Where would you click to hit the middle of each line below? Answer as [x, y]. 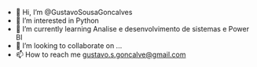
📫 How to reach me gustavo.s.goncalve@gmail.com [101, 54]
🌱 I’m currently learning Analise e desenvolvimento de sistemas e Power [132, 29]
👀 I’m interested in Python [57, 20]
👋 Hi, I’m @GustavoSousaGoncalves [74, 12]
